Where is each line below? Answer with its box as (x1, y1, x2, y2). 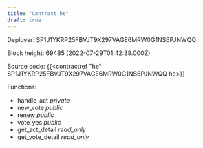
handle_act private (17, 96, 70, 104)
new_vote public (17, 103, 63, 112)
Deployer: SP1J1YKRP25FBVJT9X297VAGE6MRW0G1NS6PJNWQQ (7, 35, 197, 43)
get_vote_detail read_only (17, 132, 89, 141)
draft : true (7, 17, 41, 23)
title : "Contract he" (7, 10, 70, 17)
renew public (17, 111, 54, 119)
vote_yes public (17, 118, 62, 126)
